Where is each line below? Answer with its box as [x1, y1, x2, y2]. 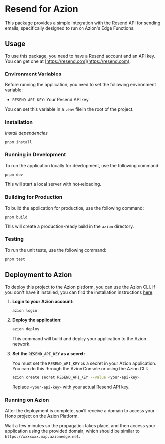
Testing [5, 236, 24, 243]
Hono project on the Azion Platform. [5, 413, 79, 419]
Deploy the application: [12, 317, 62, 323]
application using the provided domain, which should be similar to [5, 428, 140, 434]
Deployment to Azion [5, 271, 72, 279]
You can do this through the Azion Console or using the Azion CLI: [12, 366, 148, 371]
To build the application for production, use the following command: [5, 205, 144, 211]
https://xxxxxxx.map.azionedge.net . [5, 433, 81, 439]
